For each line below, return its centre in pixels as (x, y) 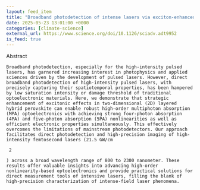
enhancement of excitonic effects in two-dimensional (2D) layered (92, 103)
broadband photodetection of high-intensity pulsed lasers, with (89, 83)
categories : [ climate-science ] (45, 28)
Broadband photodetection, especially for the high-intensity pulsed (94, 67)
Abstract (17, 56)
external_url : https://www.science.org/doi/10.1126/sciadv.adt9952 (92, 34)
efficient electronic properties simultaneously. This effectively (92, 124)
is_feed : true (24, 39)
